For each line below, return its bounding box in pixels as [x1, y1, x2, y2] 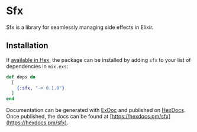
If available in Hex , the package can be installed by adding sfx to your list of [6, 56, 191, 63]
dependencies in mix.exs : [6, 62, 69, 70]
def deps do [6, 74, 35, 80]
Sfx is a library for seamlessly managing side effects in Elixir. [6, 24, 154, 31]
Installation [6, 41, 49, 51]
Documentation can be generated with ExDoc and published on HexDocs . [6, 107, 186, 114]
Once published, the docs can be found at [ [6, 113, 112, 120]
